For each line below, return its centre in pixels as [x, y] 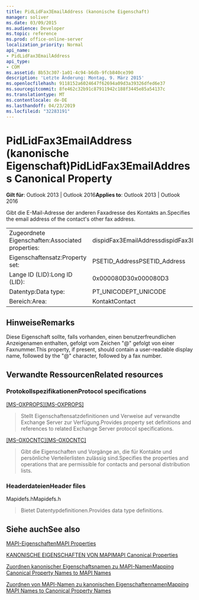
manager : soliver [28, 17]
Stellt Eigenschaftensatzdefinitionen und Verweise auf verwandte [100, 416]
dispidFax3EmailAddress [127, 240]
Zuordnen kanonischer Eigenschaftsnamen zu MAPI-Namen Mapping [90, 566]
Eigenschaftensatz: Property [48, 257]
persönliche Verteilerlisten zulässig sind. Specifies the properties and [104, 458]
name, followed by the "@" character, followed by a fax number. [84, 356]
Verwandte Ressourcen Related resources [85, 374]
